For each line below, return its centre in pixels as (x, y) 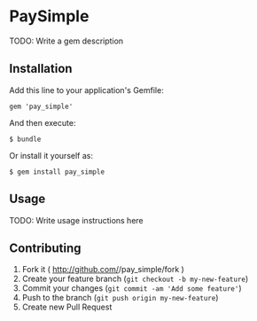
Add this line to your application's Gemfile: (86, 90)
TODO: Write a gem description (66, 41)
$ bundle (25, 139)
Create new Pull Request (67, 307)
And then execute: (43, 122)
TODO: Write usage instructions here (76, 220)
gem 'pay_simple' (41, 106)
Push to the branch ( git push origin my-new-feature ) (120, 298)
